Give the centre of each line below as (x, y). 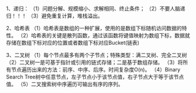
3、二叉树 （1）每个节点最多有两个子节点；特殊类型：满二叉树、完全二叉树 (97, 55)
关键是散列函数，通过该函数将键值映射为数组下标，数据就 (121, 35)
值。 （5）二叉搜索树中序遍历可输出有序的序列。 (65, 84)
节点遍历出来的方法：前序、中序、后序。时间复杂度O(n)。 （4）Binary (96, 69)
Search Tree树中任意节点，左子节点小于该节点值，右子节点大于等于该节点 (95, 77)
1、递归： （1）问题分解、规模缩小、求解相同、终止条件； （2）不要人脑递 (96, 8)
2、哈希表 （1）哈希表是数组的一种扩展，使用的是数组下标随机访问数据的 (94, 28)
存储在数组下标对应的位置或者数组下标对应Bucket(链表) (73, 43)
